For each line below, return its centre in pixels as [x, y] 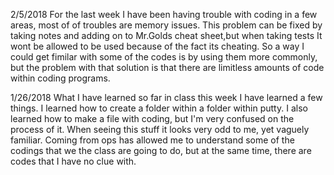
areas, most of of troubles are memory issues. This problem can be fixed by [166, 25]
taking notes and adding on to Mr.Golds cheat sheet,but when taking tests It [166, 35]
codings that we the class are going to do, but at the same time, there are [161, 150]
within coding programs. [60, 78]
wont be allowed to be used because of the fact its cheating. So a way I [157, 46]
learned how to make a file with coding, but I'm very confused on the [152, 118]
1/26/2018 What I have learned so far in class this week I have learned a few [166, 97]
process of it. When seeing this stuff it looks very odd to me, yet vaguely [160, 129]
